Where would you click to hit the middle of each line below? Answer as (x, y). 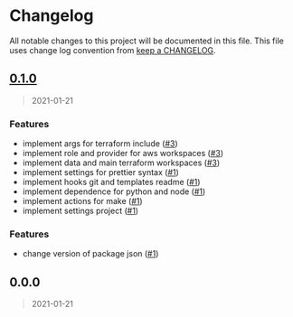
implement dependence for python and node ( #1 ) (114, 191)
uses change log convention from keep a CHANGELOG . (113, 50)
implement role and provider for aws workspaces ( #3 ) (123, 154)
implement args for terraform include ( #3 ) (100, 144)
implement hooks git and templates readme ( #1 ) (111, 182)
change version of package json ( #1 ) (90, 254)
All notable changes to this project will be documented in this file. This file (147, 41)
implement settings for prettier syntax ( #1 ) (100, 172)
